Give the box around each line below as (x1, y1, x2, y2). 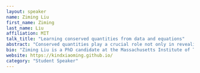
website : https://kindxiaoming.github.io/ (6, 52, 113, 58)
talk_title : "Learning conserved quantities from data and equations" (6, 36, 185, 42)
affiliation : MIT (6, 31, 49, 36)
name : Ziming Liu (6, 14, 49, 20)
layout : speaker (6, 8, 46, 15)
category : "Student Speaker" (6, 58, 79, 64)
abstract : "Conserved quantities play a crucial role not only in (6, 42, 174, 48)
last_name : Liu (6, 25, 44, 31)
